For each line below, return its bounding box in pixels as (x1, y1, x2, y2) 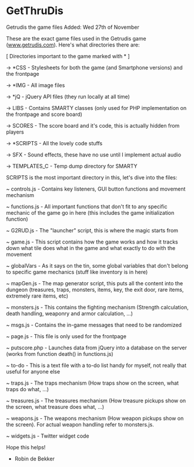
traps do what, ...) (6, 385, 49, 392)
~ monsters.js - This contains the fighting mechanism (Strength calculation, (6, 303, 189, 311)
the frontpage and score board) (6, 111, 82, 118)
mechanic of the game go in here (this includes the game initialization (6, 209, 175, 216)
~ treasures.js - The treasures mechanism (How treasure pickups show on (6, 397, 186, 404)
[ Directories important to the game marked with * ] (6, 52, 131, 59)
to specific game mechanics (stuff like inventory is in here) (6, 268, 148, 275)
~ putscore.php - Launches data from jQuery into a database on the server (6, 344, 187, 351)
